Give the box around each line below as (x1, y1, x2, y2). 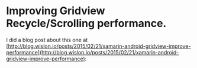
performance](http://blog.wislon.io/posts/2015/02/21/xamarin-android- (6, 48, 179, 56)
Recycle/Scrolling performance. (6, 17, 167, 30)
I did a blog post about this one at (6, 36, 88, 43)
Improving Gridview (6, 4, 105, 18)
